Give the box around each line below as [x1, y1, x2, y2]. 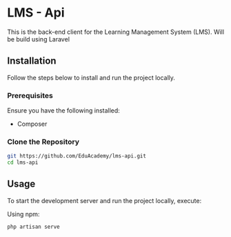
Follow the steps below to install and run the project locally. [7, 73, 176, 82]
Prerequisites [7, 91, 53, 100]
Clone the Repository [7, 137, 80, 146]
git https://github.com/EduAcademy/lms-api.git [7, 153, 147, 160]
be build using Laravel [7, 35, 70, 43]
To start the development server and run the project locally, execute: [7, 196, 202, 205]
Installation [7, 55, 57, 67]
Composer [17, 120, 48, 129]
